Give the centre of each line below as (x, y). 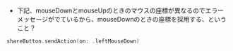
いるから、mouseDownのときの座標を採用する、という (146, 20)
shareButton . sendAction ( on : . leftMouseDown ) (73, 41)
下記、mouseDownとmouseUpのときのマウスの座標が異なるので (111, 10)
